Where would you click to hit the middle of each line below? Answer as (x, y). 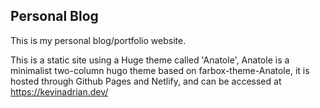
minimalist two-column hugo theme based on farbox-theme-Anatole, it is (160, 70)
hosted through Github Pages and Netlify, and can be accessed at (146, 81)
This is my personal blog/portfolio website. (98, 40)
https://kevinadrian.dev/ (59, 91)
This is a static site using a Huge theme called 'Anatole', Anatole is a (150, 60)
